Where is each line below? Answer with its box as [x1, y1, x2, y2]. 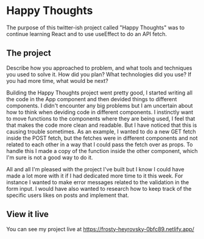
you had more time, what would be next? [6, 77, 108, 84]
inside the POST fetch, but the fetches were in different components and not [6, 134, 198, 141]
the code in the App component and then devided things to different [6, 95, 177, 102]
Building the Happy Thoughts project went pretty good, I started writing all [6, 89, 193, 96]
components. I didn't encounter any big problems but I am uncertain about [6, 102, 193, 109]
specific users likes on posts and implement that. [6, 191, 129, 199]
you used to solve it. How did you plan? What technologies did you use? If [6, 71, 192, 78]
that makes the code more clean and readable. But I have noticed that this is [6, 121, 197, 129]
